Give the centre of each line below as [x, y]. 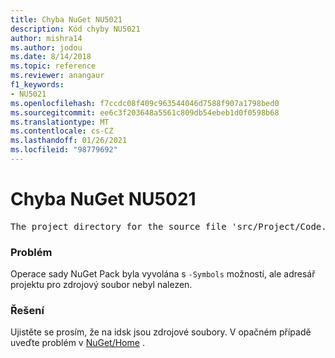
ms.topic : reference [53, 66]
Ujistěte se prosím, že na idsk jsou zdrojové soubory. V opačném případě [161, 332]
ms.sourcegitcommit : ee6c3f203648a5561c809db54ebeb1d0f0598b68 [145, 112]
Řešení [27, 311]
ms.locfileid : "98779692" [64, 150]
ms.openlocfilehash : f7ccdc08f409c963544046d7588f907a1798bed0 [145, 103]
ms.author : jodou [46, 47]
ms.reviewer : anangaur [57, 76]
